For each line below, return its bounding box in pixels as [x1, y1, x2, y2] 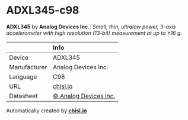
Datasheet [9, 92, 38, 100]
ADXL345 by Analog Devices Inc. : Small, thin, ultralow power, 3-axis [6, 23, 176, 30]
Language [9, 72, 37, 80]
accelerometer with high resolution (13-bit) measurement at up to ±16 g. [6, 29, 183, 36]
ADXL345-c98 [6, 4, 79, 17]
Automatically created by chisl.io [6, 107, 87, 114]
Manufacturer [9, 63, 47, 71]
